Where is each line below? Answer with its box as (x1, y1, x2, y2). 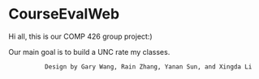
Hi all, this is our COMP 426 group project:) (8, 31, 153, 41)
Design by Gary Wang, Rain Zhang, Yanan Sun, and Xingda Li (44, 62, 253, 71)
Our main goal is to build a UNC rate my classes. (8, 47, 171, 56)
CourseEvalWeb (8, 5, 120, 23)
